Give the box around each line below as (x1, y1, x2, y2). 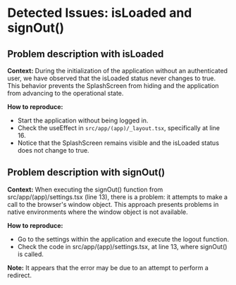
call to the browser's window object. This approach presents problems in (7, 200, 219, 208)
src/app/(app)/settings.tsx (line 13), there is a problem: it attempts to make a (7, 192, 228, 201)
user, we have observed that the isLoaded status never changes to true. (7, 74, 216, 82)
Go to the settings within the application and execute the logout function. (17, 234, 229, 243)
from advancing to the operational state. (7, 89, 124, 97)
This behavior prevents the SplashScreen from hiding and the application (7, 82, 220, 89)
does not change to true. (17, 146, 89, 154)
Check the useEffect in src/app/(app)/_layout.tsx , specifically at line (17, 124, 221, 132)
